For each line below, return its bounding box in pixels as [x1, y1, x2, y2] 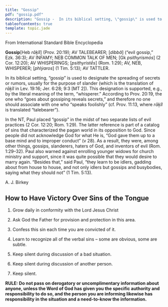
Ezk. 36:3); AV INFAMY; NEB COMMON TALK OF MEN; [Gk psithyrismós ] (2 [5, 54, 161, 60]
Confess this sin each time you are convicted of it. [12, 226, 116, 232]
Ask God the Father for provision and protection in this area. [12, 216, 136, 222]
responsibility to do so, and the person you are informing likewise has [5, 290, 153, 296]
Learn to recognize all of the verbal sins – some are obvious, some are [12, 236, 157, 242]
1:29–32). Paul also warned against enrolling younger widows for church [5, 148, 154, 154]
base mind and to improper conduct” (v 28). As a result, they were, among [5, 138, 158, 144]
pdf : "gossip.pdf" [5, 12, 43, 17]
